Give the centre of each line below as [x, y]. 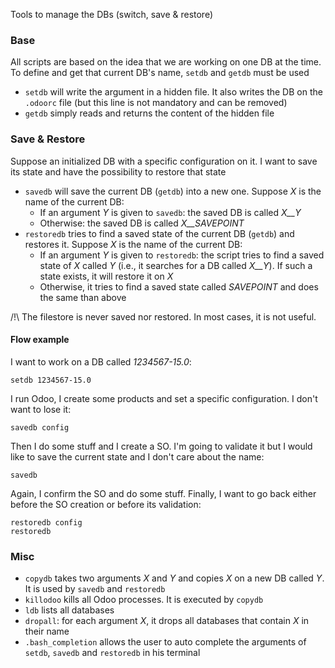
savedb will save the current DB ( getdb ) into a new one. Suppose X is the [173, 191]
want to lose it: [41, 409]
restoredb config [46, 522]
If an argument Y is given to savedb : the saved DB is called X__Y [170, 212]
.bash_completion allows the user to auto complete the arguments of [165, 642]
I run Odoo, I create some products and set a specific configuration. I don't [164, 398]
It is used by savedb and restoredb [95, 589]
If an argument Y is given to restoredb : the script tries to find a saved [182, 255]
